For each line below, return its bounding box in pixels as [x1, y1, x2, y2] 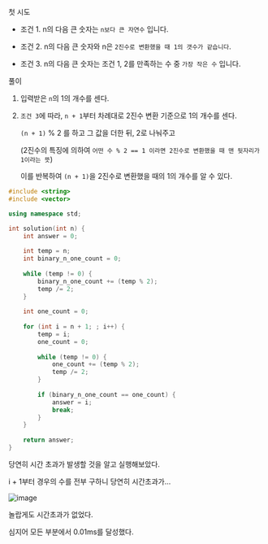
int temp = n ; [23, 247, 71, 255]
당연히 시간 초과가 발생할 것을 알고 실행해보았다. [8, 459, 161, 469]
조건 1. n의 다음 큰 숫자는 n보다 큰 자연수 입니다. [19, 24, 169, 34]
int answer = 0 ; [23, 232, 79, 240]
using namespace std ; [8, 210, 82, 218]
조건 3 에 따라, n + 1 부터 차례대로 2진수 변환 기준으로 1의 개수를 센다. [19, 111, 237, 120]
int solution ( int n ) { [8, 224, 85, 233]
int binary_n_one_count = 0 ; [23, 255, 122, 263]
